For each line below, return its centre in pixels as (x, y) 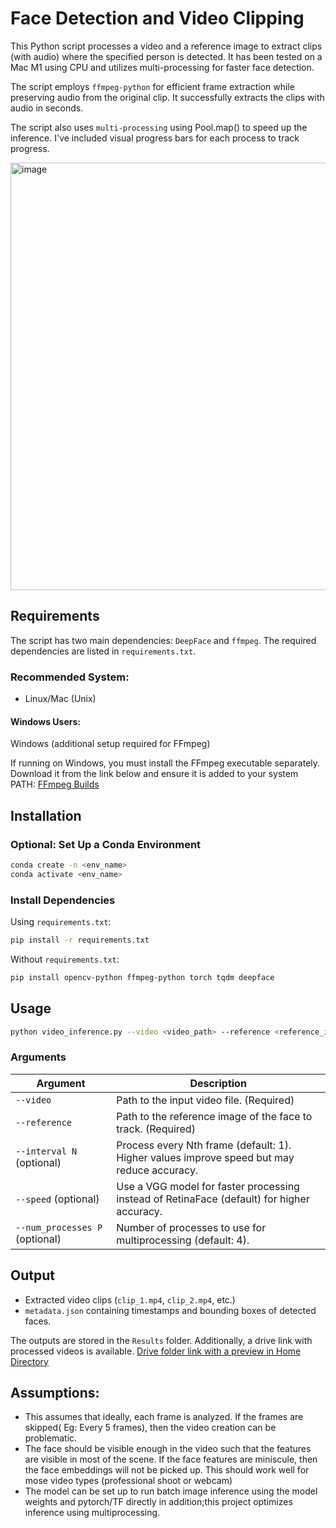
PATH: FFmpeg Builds (55, 784)
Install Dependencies (63, 900)
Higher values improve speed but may (205, 1157)
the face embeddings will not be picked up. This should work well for (167, 1470)
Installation (46, 815)
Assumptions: (55, 1392)
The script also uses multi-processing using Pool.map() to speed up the (159, 127)
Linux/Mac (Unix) (60, 699)
